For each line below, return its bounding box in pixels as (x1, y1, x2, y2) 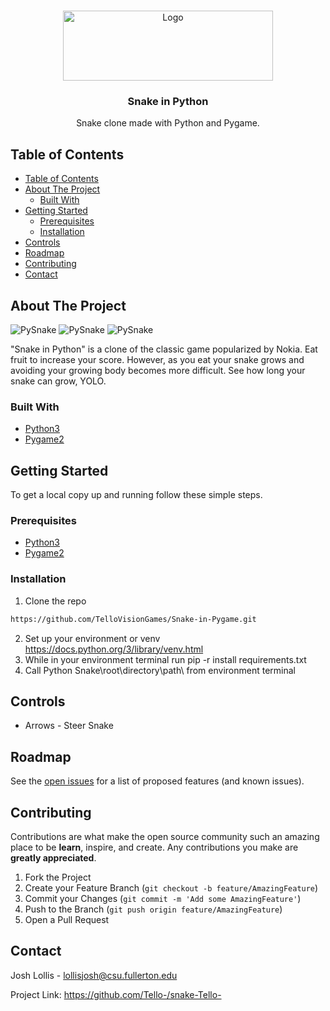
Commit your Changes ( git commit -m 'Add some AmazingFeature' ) (24, 892, 302, 904)
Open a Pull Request (24, 913, 110, 925)
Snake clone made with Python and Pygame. (76, 117, 260, 129)
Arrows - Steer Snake (24, 720, 114, 732)
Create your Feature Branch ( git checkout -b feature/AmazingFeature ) (24, 881, 319, 894)
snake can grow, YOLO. (10, 375, 107, 387)
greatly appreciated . (10, 851, 97, 864)
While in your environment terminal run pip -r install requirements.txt (24, 653, 307, 665)
